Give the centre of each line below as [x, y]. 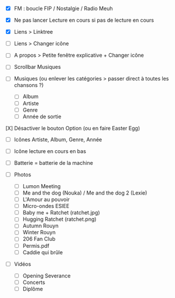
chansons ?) [29, 85]
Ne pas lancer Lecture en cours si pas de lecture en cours [84, 20]
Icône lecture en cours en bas [50, 151]
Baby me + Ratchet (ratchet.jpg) [61, 213]
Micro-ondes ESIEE [46, 206]
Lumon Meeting [42, 186]
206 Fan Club [39, 239]
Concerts [34, 282]
